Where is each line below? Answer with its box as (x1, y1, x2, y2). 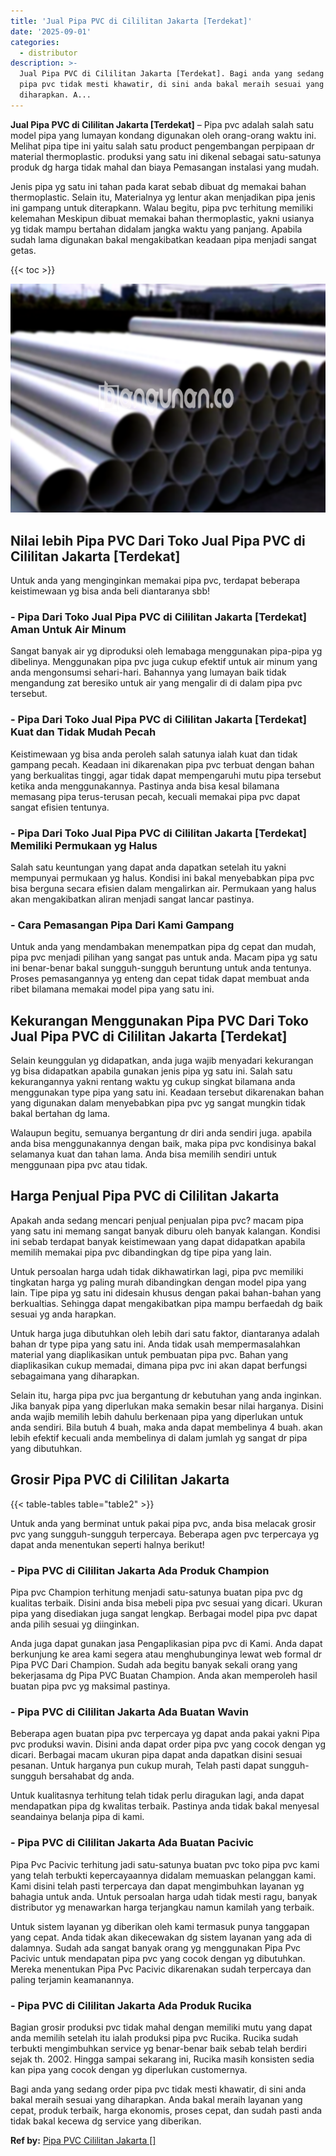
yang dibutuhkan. (10, 1442, 83, 1454)
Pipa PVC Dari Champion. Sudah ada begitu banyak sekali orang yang (10, 1659, 298, 1671)
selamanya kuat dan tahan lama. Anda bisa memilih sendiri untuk (10, 1148, 277, 1160)
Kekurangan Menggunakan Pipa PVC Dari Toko (10, 1012, 309, 1029)
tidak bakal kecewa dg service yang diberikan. (10, 2115, 202, 2127)
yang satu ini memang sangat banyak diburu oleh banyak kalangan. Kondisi (10, 1225, 321, 1237)
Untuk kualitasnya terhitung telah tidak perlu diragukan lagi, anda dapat (10, 1790, 305, 1802)
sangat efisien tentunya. (10, 801, 110, 813)
